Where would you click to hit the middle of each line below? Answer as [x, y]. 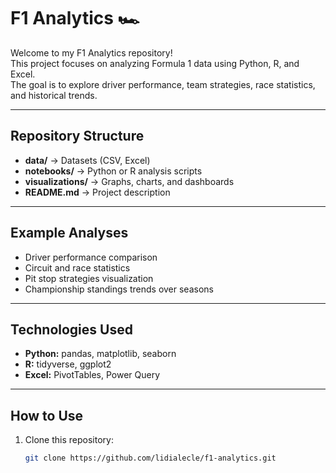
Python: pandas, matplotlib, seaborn [100, 354]
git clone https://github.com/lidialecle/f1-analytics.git [150, 458]
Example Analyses [69, 233]
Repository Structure [77, 136]
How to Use [47, 415]
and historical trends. [54, 95]
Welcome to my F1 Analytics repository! [91, 52]
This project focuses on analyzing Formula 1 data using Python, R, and [155, 63]
